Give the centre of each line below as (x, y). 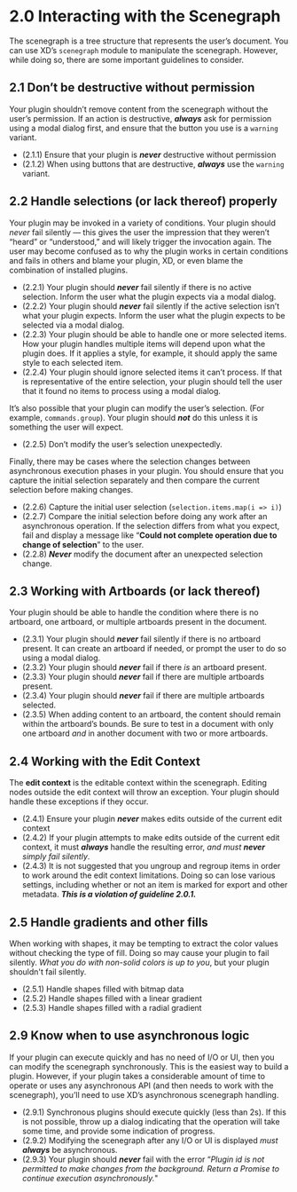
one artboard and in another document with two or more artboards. (145, 733)
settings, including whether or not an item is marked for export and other (155, 885)
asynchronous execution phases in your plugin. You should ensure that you (146, 470)
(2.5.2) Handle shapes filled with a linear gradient (112, 999)
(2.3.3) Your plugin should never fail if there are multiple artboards (143, 677)
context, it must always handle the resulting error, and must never (144, 847)
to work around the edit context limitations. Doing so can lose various (148, 875)
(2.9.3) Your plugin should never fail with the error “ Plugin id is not (143, 1159)
